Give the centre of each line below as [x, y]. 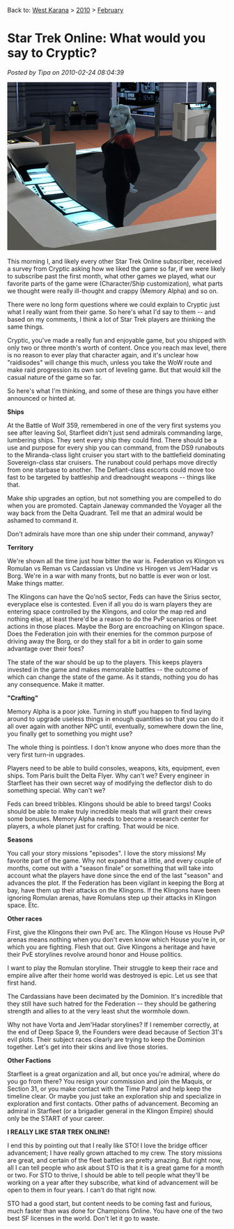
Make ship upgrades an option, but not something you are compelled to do [114, 498]
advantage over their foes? [46, 648]
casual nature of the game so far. [55, 377]
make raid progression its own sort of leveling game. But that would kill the [114, 370]
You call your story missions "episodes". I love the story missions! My [107, 853]
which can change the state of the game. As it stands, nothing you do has [113, 677]
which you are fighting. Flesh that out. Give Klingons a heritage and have [111, 947]
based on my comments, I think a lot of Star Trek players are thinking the [111, 319]
